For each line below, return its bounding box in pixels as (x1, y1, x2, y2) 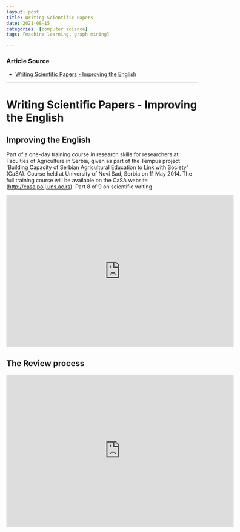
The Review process (6, 358, 85, 368)
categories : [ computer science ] (6, 26, 88, 32)
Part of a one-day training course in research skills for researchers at (6, 151, 179, 158)
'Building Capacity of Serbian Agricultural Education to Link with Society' (6, 164, 188, 171)
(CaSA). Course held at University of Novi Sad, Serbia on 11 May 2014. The (6, 170, 193, 178)
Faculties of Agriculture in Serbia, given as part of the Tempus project (6, 157, 181, 165)
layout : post (6, 9, 39, 15)
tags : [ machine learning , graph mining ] (6, 32, 110, 38)
